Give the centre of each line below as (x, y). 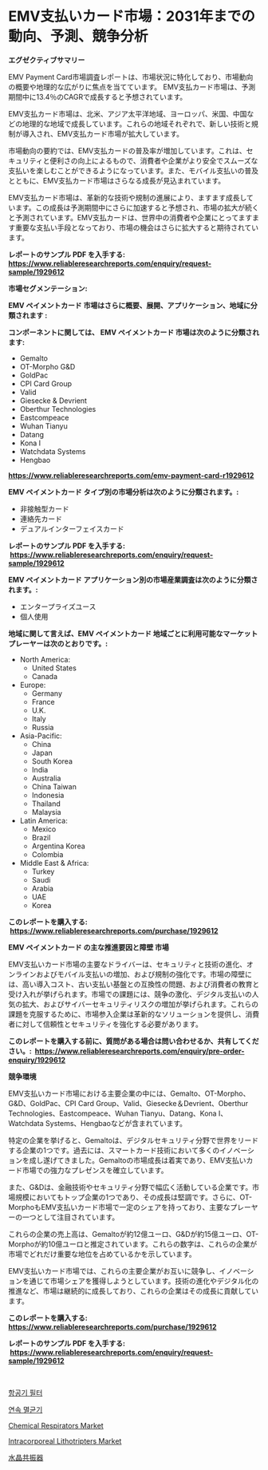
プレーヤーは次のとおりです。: (58, 643)
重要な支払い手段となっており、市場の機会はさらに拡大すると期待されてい (137, 227)
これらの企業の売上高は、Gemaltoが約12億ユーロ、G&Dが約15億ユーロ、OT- (134, 1234)
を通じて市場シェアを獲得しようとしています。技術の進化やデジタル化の (140, 1281)
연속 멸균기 (26, 1409)
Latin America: (43, 820)
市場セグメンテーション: (48, 288)
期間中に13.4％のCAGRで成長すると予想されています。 (98, 97)
